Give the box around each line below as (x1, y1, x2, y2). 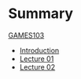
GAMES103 (8, 31, 45, 40)
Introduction (19, 45, 60, 55)
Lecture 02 (19, 62, 56, 71)
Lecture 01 (19, 54, 54, 63)
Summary (8, 5, 73, 23)
